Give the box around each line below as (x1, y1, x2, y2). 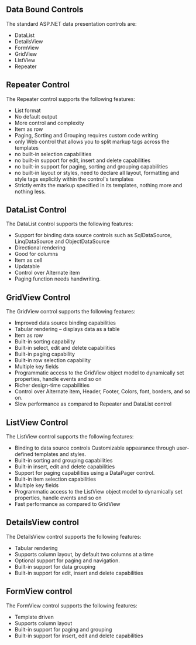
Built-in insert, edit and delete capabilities (14, 463, 115, 470)
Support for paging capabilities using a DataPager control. (14, 470, 155, 477)
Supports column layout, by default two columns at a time (14, 551, 154, 558)
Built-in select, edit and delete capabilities (14, 345, 116, 352)
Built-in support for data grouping (14, 563, 96, 570)
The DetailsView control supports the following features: (6, 533, 142, 540)
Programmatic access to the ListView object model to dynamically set (14, 488, 183, 495)
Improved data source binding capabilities (14, 319, 116, 326)
